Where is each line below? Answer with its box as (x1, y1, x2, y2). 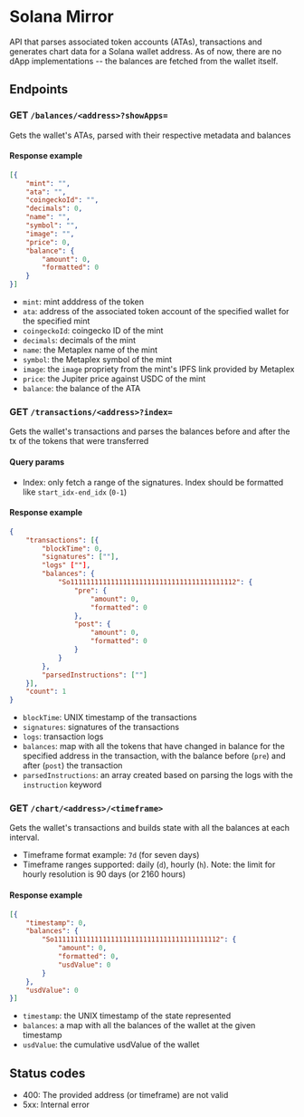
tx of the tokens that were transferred (9, 436, 149, 447)
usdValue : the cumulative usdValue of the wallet (22, 1039, 200, 1050)
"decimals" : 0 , (25, 204, 83, 214)
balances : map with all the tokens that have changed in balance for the (22, 741, 285, 752)
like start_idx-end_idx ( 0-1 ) (22, 486, 128, 497)
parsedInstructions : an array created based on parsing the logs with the (22, 770, 294, 781)
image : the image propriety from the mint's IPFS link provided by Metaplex (22, 364, 295, 375)
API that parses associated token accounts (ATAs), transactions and (9, 36, 262, 47)
